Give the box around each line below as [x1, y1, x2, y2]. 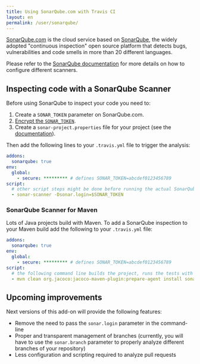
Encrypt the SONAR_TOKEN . [14, 117, 76, 125]
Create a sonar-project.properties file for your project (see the [14, 124, 171, 131]
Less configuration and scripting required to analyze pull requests [14, 352, 177, 359]
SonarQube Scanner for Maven [6, 206, 98, 214]
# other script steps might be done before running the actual [11, 186, 171, 192]
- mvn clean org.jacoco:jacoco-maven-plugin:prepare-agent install [11, 276, 183, 282]
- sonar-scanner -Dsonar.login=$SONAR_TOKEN [11, 192, 124, 198]
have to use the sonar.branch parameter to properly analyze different [14, 338, 185, 346]
